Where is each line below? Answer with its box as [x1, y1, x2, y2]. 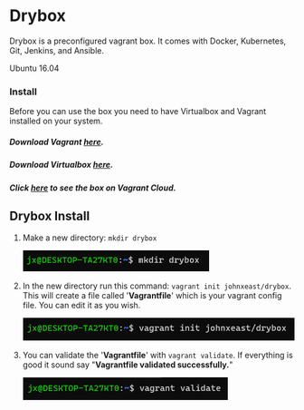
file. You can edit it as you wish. [22, 300, 141, 311]
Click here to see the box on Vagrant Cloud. [9, 182, 176, 193]
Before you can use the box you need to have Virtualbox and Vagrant [9, 106, 267, 117]
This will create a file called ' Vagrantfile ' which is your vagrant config [22, 290, 282, 301]
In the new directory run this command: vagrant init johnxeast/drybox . [22, 280, 292, 291]
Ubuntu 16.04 [9, 63, 60, 73]
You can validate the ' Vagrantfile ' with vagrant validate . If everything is [22, 350, 294, 361]
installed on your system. [9, 115, 103, 127]
